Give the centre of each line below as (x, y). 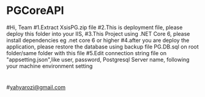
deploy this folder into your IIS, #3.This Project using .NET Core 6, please (98, 33)
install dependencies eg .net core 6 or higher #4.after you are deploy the (98, 40)
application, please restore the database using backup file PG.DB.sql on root (102, 47)
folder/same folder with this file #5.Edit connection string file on (87, 53)
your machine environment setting (50, 66)
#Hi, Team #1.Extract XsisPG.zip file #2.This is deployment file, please (95, 27)
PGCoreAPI (35, 11)
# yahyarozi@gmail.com (36, 87)
